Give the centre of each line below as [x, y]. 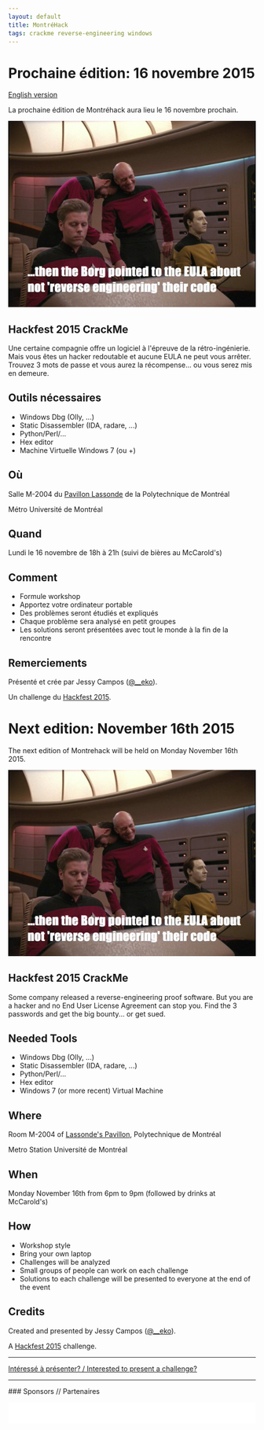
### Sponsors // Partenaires [54, 1391]
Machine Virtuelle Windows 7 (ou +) [77, 450]
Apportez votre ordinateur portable [76, 605]
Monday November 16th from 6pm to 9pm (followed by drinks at [112, 1193]
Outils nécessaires [55, 398]
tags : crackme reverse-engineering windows [81, 33]
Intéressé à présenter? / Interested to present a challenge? [103, 1369]
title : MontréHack [38, 25]
